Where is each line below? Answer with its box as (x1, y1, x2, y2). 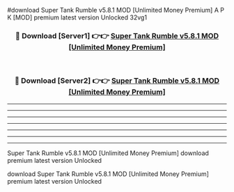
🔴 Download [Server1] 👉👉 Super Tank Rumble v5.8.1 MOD (15, 31, 219, 40)
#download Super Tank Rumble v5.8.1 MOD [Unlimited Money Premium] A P (7, 6, 225, 14)
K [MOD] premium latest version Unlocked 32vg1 (7, 13, 148, 22)
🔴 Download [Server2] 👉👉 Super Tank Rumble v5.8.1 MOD (14, 76, 220, 86)
